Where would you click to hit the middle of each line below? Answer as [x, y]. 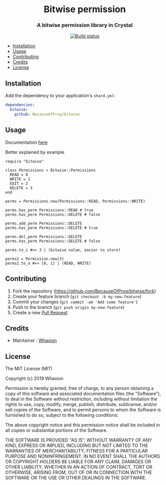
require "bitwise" [24, 161]
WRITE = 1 [20, 179]
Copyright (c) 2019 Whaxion [35, 379]
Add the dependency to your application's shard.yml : [60, 96]
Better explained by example [35, 152]
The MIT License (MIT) [29, 369]
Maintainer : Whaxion [35, 341]
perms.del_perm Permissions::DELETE [44, 236]
